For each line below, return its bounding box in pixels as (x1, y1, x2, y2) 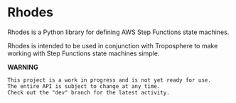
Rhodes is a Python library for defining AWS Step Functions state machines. (7, 28, 230, 36)
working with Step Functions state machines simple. (7, 49, 160, 58)
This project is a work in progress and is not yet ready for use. (7, 76, 212, 84)
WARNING (7, 63, 38, 71)
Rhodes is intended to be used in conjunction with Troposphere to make (7, 41, 218, 50)
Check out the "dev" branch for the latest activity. (7, 89, 171, 96)
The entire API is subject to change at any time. (7, 82, 161, 90)
